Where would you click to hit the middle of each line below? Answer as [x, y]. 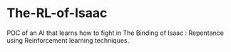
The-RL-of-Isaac [57, 13]
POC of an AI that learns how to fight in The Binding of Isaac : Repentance [115, 33]
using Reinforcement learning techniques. [68, 40]
